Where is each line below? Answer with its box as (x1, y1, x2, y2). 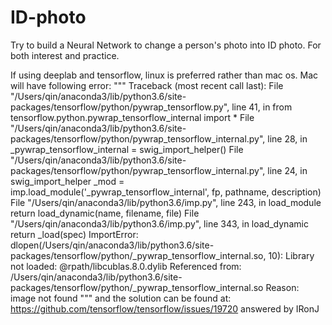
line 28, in (267, 132, 308, 145)
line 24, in (267, 164, 308, 176)
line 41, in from (231, 101, 293, 113)
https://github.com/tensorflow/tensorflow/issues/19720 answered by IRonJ (10, 302, 320, 315)
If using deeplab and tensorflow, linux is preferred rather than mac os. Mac (10, 69, 319, 81)
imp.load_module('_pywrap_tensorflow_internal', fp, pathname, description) (10, 186, 322, 198)
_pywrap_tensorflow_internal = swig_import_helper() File (10, 143, 244, 155)
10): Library (268, 249, 315, 261)
